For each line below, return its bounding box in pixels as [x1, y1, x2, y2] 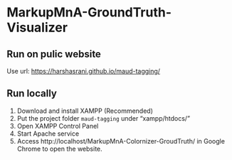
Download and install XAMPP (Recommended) [16, 106, 154, 115]
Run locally [6, 87, 58, 100]
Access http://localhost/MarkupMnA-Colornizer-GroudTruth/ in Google [16, 136, 226, 145]
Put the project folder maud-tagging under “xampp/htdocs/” [16, 114, 190, 122]
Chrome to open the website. [16, 144, 102, 153]
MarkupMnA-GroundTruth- [6, 4, 172, 21]
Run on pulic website [6, 48, 101, 60]
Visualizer [6, 19, 68, 36]
